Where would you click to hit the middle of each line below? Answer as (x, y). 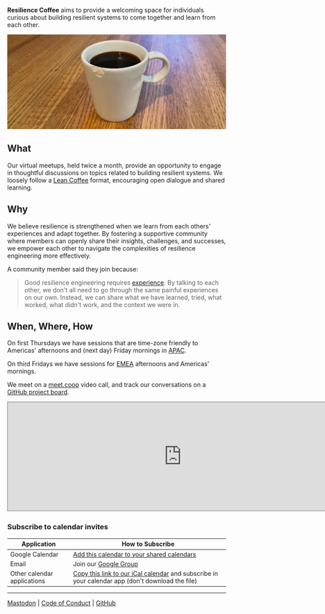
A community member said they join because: (73, 269)
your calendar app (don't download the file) (135, 581)
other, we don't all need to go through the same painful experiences (121, 290)
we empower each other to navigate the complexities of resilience (101, 248)
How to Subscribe (148, 544)
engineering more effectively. (49, 256)
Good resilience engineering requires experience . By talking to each (121, 282)
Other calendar (32, 574)
